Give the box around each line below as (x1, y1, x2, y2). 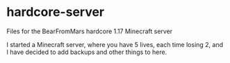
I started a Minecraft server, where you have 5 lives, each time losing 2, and (6, 40, 224, 48)
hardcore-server (6, 4, 105, 20)
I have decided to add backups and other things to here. (6, 48, 167, 56)
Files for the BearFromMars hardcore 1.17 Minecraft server (6, 27, 173, 35)
